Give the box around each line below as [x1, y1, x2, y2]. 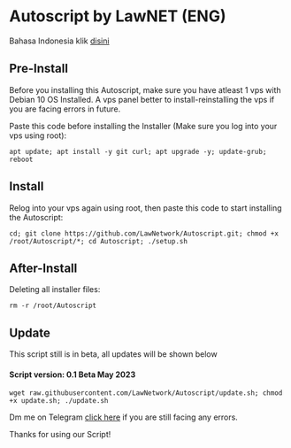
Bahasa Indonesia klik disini [9, 35, 110, 46]
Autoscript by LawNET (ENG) [9, 6, 226, 27]
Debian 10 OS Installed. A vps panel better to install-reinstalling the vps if [9, 94, 275, 104]
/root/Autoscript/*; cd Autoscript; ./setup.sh [9, 236, 188, 245]
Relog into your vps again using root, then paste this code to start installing [9, 202, 282, 213]
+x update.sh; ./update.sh [9, 397, 109, 406]
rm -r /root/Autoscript [9, 301, 97, 311]
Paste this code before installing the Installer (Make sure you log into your [9, 120, 278, 131]
